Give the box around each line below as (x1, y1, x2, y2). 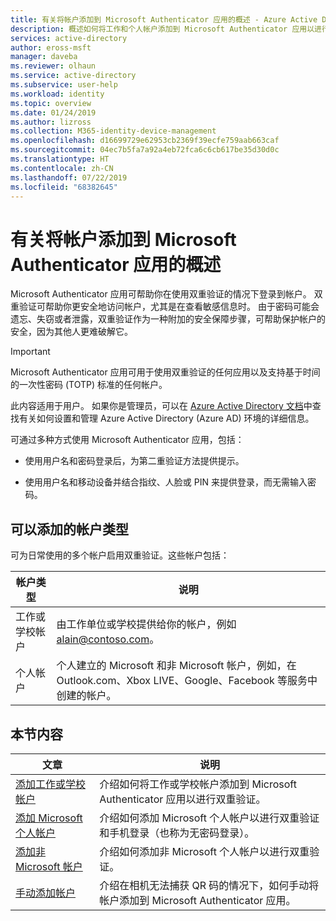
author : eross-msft (10, 42, 92, 53)
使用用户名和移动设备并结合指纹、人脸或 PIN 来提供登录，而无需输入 (24, 476, 308, 488)
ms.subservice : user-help (10, 80, 118, 90)
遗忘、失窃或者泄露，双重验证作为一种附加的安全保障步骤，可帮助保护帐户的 (10, 313, 326, 325)
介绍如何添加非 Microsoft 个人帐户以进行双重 (99, 844, 310, 858)
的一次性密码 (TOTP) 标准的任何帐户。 (10, 379, 168, 391)
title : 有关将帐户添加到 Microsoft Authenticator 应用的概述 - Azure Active (10, 14, 318, 25)
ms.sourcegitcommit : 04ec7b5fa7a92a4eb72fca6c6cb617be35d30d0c (10, 145, 280, 155)
